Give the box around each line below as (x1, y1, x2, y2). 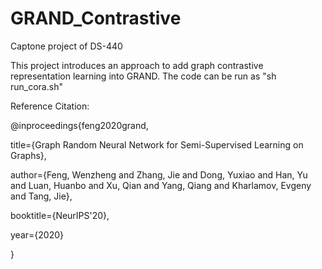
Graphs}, (10, 149, 47, 161)
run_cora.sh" (10, 80, 63, 92)
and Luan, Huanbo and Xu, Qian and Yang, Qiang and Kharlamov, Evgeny (10, 179, 312, 191)
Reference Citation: (10, 100, 90, 112)
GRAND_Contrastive (10, 7, 182, 30)
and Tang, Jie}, (10, 190, 73, 202)
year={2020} (10, 228, 64, 241)
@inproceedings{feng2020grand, (10, 119, 149, 131)
